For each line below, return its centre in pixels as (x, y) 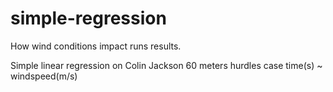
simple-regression (88, 18)
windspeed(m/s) (44, 76)
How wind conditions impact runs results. (96, 46)
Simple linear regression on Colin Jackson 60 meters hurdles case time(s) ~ (166, 65)
